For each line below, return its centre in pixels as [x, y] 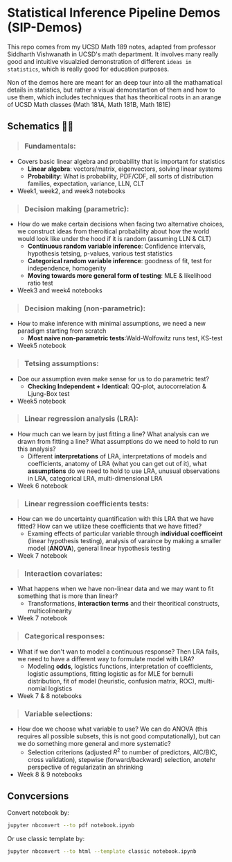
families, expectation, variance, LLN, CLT [86, 183]
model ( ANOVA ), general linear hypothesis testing [99, 548]
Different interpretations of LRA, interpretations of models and [117, 456]
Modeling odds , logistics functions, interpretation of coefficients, [120, 666]
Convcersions [38, 796]
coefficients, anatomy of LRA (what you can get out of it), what [117, 463]
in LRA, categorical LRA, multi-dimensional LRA [95, 478]
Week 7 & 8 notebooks [49, 695]
